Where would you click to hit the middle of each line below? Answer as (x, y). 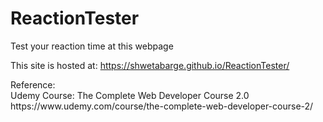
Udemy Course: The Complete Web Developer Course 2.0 (130, 95)
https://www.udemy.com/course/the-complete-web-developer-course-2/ (162, 106)
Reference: (33, 84)
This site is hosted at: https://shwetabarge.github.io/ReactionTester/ (150, 65)
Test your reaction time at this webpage (92, 46)
